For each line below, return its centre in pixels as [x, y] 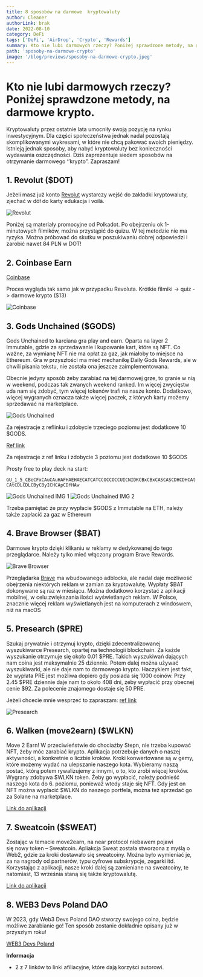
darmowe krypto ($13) [39, 295]
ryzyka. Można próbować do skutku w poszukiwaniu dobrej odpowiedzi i [97, 237]
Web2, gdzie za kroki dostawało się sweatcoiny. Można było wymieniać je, [99, 855]
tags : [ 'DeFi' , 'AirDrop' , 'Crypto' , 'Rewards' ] [69, 40]
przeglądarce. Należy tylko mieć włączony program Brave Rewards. [90, 554]
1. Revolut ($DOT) [40, 180]
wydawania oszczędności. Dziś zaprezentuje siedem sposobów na [89, 155]
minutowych [22, 231]
